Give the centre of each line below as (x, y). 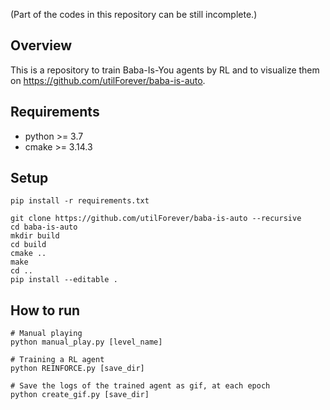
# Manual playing (46, 334)
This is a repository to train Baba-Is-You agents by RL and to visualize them (165, 70)
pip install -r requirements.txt (80, 201)
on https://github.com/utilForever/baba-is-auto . (108, 80)
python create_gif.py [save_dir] (80, 395)
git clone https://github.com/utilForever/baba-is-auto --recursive (156, 219)
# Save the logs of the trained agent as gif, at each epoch (140, 386)
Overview (41, 45)
